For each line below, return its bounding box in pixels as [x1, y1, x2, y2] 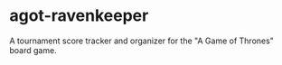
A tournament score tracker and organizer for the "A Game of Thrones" [9, 35, 274, 46]
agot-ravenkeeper [9, 5, 149, 26]
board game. [9, 44, 57, 55]
